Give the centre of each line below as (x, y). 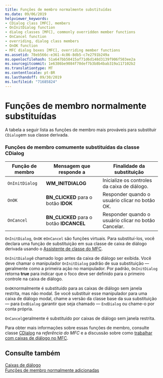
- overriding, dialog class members (42, 41)
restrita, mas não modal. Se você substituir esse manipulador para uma (76, 293)
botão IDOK (59, 203)
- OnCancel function (26, 37)
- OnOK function (21, 46)
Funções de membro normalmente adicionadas (52, 370)
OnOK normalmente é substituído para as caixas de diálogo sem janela (73, 288)
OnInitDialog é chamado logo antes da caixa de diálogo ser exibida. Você (78, 258)
